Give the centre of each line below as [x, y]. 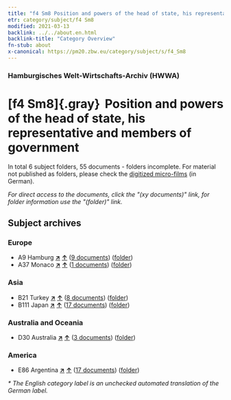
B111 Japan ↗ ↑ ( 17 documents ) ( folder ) [74, 305]
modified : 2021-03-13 [39, 26]
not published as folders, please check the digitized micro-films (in [102, 174]
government [44, 147]
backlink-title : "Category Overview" [62, 39]
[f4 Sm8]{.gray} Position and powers [116, 104]
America [22, 355]
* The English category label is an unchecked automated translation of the [113, 384]
